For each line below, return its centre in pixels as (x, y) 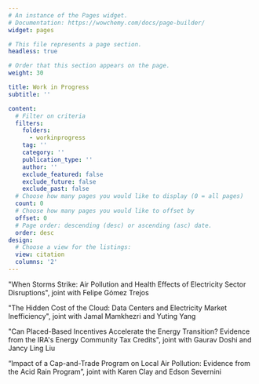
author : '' (40, 167)
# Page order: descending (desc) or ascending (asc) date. (114, 225)
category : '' (44, 152)
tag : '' (35, 145)
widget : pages (31, 30)
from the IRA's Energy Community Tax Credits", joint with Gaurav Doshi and (130, 339)
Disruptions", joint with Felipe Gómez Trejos (78, 292)
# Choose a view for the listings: (73, 247)
